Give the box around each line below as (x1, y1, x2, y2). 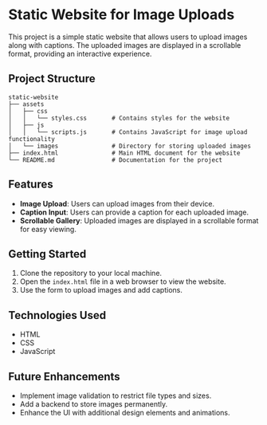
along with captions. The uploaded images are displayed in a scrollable (8, 40, 241, 49)
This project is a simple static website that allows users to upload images (8, 32, 248, 41)
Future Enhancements (8, 369, 121, 384)
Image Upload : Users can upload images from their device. (19, 199, 215, 208)
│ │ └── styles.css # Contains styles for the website (8, 114, 230, 122)
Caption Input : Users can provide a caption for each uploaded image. (19, 207, 249, 217)
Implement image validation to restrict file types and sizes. (19, 391, 212, 400)
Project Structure (8, 72, 96, 85)
